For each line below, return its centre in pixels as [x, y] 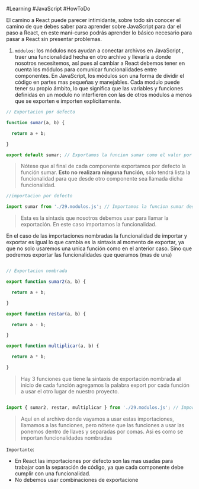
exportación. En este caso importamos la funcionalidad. [89, 225]
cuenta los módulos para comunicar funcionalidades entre [86, 70]
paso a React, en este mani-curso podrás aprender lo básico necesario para [99, 33]
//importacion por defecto [39, 196]
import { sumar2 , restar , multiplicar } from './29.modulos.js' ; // [92, 407]
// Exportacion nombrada [37, 271]
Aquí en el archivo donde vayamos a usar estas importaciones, [97, 419]
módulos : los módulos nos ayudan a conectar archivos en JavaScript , [99, 51]
